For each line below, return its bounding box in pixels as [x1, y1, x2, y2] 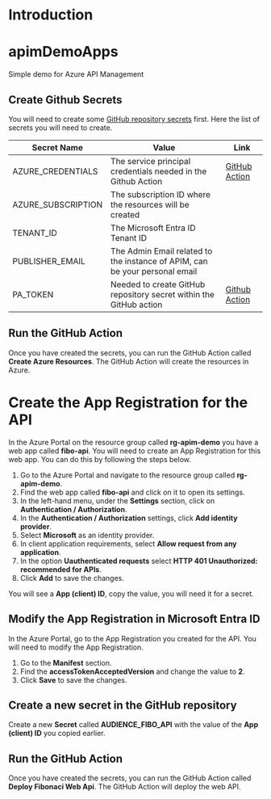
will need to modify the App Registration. [8, 642, 144, 652]
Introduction [8, 6, 94, 24]
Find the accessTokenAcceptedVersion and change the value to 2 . [19, 667, 245, 676]
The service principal [110, 155, 191, 166]
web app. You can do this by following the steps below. [8, 454, 191, 464]
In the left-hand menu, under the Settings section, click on [19, 495, 215, 506]
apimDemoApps [8, 43, 119, 61]
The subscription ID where [110, 188, 211, 200]
